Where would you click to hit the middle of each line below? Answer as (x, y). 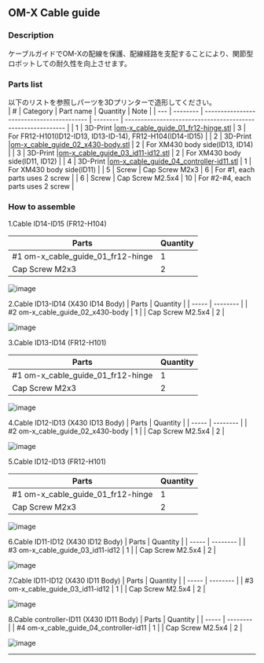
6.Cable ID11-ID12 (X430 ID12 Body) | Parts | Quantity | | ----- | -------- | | (127, 542)
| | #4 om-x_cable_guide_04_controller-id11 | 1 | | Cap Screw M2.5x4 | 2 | (125, 628)
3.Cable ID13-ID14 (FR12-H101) (57, 343)
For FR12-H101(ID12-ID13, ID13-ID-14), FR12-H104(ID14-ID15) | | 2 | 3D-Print (130, 136)
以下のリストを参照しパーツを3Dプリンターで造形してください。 (112, 102)
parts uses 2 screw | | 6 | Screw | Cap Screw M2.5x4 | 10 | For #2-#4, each (130, 178)
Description (31, 35)
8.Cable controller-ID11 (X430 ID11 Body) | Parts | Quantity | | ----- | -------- (130, 620)
